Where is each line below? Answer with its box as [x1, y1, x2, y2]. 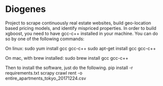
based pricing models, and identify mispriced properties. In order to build [5, 25, 156, 31]
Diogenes [5, 3, 46, 15]
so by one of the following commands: [5, 36, 84, 42]
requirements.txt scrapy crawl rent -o [5, 70, 83, 76]
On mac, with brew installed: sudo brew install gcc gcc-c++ [5, 55, 129, 61]
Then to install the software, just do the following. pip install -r [5, 65, 133, 71]
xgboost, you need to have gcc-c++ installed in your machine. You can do [5, 30, 158, 36]
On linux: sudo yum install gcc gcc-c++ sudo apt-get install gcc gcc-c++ [5, 45, 156, 51]
